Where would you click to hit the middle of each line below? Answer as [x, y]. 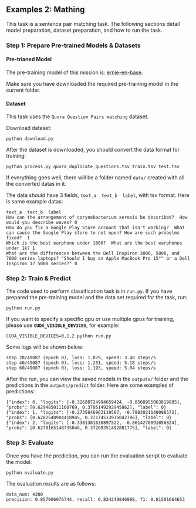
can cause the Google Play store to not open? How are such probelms [93, 233]
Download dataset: [29, 128]
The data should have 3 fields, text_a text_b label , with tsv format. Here [98, 195]
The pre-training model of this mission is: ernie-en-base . [75, 72]
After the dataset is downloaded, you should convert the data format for [93, 150]
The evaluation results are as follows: [51, 483]
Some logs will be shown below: [45, 347]
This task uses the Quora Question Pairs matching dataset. [77, 116]
